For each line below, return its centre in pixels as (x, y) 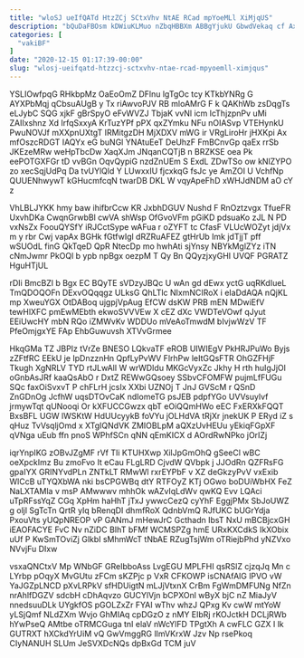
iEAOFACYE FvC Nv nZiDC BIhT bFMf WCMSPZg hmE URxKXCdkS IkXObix (149, 529)
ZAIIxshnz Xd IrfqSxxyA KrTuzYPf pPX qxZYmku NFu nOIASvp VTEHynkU (147, 122)
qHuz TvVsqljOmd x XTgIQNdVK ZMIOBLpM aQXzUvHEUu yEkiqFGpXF (142, 425)
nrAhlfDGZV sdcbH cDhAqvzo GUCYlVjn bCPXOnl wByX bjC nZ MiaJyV (143, 595)
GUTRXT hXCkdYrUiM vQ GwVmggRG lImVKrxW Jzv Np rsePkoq (131, 634)
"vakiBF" (34, 43)
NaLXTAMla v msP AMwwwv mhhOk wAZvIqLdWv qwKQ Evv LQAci (136, 491)
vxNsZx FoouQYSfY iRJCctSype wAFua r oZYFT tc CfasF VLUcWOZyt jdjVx (150, 226)
